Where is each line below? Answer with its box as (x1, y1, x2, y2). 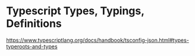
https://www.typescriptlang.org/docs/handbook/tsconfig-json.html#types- (6, 36, 189, 43)
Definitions (6, 17, 62, 30)
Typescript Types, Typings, (6, 4, 144, 18)
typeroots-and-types (6, 43, 58, 50)
